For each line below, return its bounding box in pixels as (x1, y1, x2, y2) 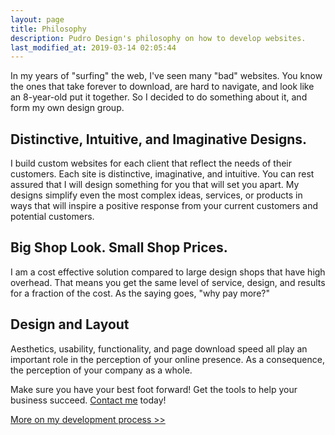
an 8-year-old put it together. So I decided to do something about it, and (10, 91, 308, 103)
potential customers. (10, 211, 95, 223)
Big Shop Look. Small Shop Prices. (10, 239, 228, 256)
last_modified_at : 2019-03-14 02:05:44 (10, 42, 177, 53)
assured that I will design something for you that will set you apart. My (10, 179, 300, 191)
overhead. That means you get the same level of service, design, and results (10, 276, 326, 288)
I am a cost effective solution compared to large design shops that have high (10, 266, 326, 278)
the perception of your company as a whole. (10, 364, 193, 376)
